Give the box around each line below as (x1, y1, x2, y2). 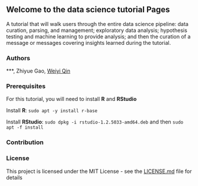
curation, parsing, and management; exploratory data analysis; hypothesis (6, 27, 188, 34)
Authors (6, 54, 31, 62)
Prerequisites (6, 82, 46, 90)
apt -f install (6, 125, 44, 130)
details (6, 174, 23, 181)
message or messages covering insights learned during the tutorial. (6, 39, 171, 46)
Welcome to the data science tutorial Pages (6, 5, 170, 15)
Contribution (6, 138, 44, 146)
